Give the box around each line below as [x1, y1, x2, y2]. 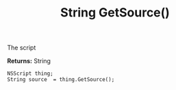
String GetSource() [60, 5, 170, 21]
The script [7, 43, 36, 52]
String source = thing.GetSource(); [7, 76, 115, 83]
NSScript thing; [7, 70, 53, 77]
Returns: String [7, 57, 51, 65]
